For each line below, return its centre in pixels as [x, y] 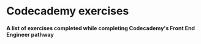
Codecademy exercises [68, 11]
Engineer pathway [30, 34]
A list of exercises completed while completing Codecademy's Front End [100, 28]
